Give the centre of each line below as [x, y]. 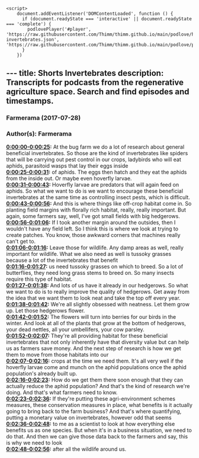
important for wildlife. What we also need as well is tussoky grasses [89, 254]
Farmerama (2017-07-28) [44, 118]
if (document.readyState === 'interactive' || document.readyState [107, 19]
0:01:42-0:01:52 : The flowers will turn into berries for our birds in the [91, 316]
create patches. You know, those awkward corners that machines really [93, 235]
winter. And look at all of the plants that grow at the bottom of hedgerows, [96, 323]
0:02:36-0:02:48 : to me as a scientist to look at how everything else [91, 424]
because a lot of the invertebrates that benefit [62, 260]
